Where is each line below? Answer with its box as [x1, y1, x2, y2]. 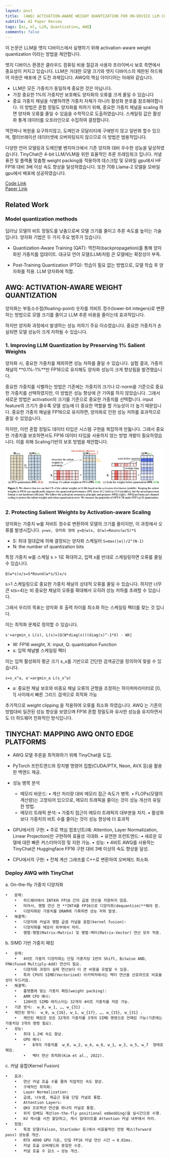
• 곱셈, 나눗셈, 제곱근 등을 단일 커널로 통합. [14, 1095, 103, 1100]
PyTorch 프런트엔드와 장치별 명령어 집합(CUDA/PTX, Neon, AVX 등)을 [12, 763, 153, 769]
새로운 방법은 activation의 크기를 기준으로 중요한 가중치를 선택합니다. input [5, 396, 153, 402]
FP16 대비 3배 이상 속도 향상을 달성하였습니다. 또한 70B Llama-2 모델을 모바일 [5, 164, 160, 170]
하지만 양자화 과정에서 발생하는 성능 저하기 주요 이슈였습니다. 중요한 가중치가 [5, 322, 157, 328]
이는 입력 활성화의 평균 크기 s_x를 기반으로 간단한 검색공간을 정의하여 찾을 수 [5, 658, 156, 664]
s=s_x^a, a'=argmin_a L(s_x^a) [5, 676, 71, 681]
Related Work [5, 200, 49, 209]
